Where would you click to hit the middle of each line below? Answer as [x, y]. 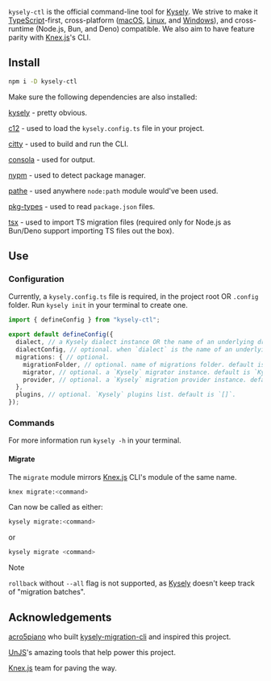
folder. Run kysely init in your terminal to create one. [98, 305]
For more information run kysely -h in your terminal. [95, 440]
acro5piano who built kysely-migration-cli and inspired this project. [120, 637]
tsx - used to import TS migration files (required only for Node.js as [120, 222]
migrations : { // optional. [63, 357]
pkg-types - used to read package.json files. [82, 206]
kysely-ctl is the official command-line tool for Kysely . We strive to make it [133, 12]
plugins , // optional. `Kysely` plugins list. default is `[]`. [126, 395]
